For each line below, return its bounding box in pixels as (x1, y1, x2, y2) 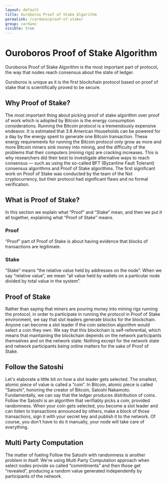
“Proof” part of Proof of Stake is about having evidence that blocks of (5, 238, 148, 244)
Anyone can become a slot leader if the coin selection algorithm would (5, 322, 150, 328)
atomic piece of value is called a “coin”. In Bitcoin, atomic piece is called (5, 381, 153, 387)
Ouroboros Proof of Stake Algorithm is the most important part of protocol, (5, 64, 159, 70)
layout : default (5, 7, 39, 13)
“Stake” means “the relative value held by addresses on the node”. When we (5, 267, 162, 273)
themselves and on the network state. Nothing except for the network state (5, 338, 160, 344)
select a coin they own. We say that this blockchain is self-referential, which (5, 327, 161, 333)
